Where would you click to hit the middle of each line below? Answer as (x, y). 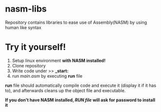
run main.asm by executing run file (47, 76)
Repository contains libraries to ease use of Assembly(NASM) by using (76, 22)
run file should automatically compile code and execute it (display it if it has (81, 85)
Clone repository (29, 65)
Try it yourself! (36, 47)
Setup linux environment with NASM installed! (59, 60)
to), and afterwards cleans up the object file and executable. (65, 90)
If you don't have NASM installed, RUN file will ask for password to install (80, 100)
